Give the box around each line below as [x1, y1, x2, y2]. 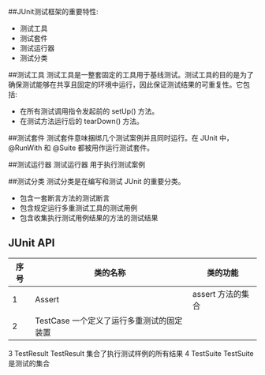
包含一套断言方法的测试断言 [19, 193, 110, 203]
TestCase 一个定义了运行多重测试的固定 [35, 315, 183, 326]
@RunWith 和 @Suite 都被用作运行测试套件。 [8, 143, 155, 152]
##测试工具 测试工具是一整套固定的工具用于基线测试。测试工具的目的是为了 [8, 70, 254, 79]
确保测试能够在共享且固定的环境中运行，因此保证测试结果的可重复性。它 [8, 80, 243, 89]
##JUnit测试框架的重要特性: [8, 7, 99, 16]
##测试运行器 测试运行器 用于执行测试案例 [8, 160, 146, 169]
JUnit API [8, 236, 55, 250]
